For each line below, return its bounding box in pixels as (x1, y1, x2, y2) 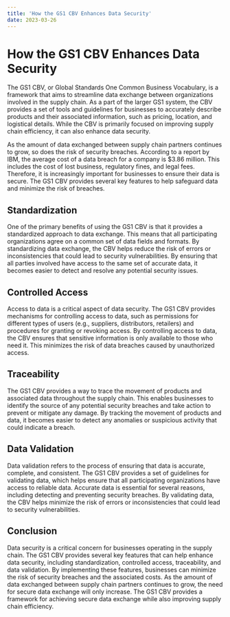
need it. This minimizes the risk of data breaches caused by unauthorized (7, 341, 215, 349)
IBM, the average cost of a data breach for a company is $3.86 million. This (7, 155, 220, 164)
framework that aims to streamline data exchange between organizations (7, 91, 214, 99)
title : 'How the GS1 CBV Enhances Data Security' (7, 10, 152, 17)
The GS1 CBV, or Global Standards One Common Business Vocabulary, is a (7, 83, 218, 91)
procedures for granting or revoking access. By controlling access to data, (7, 327, 218, 335)
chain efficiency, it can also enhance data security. (7, 127, 151, 136)
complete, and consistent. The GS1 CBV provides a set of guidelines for (7, 468, 209, 477)
